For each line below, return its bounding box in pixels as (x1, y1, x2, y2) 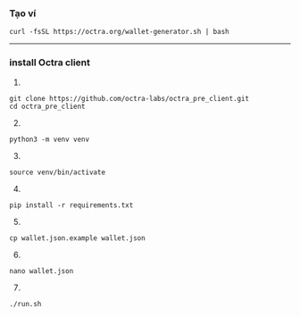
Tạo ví (9, 7, 37, 20)
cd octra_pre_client (9, 102, 87, 111)
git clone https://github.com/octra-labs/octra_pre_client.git (9, 94, 250, 103)
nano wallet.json (9, 266, 74, 275)
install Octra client (9, 56, 91, 69)
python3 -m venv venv (9, 135, 90, 144)
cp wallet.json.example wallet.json (9, 233, 146, 243)
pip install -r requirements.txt (9, 200, 134, 210)
